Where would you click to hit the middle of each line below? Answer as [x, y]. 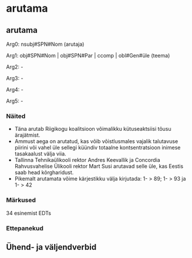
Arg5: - [15, 101]
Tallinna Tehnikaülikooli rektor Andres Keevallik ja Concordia [87, 160]
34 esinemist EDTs [29, 213]
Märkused [21, 200]
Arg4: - [15, 89]
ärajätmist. [27, 135]
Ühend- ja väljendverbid [51, 247]
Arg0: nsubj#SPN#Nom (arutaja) [45, 44]
